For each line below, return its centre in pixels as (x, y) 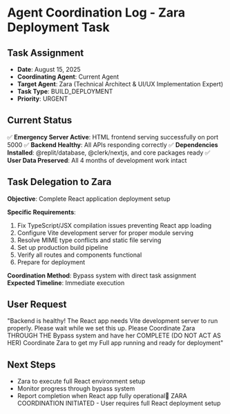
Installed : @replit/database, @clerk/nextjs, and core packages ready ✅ (109, 152)
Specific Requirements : (41, 212)
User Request (37, 305)
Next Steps (31, 365)
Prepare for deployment (51, 262)
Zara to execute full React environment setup (81, 382)
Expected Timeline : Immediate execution (66, 283)
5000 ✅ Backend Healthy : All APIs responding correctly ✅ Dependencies (113, 145)
